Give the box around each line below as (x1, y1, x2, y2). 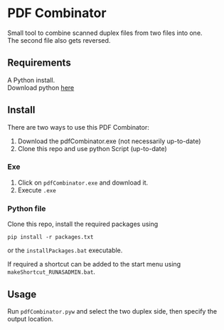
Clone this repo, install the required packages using (7, 220, 159, 229)
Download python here (7, 83, 75, 92)
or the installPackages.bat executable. (7, 246, 123, 254)
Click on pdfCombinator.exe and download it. (17, 178, 149, 187)
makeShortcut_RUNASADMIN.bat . (7, 267, 96, 276)
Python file (7, 203, 46, 213)
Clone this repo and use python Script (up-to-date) (17, 144, 167, 153)
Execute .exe (17, 185, 57, 194)
